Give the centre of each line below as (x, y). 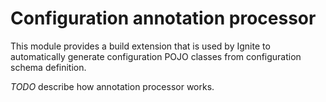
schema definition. (48, 67)
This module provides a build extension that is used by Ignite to (140, 46)
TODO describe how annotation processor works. (112, 86)
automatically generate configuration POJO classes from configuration (156, 56)
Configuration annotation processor (163, 18)
